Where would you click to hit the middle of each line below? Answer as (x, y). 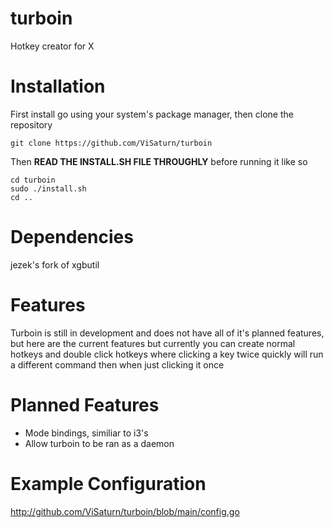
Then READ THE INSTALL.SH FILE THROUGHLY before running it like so (159, 161)
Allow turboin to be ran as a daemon (99, 443)
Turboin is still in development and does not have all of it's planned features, (167, 333)
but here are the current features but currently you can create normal (153, 343)
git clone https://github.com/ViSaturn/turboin (111, 143)
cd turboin (33, 180)
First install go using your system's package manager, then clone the (152, 114)
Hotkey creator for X (52, 46)
